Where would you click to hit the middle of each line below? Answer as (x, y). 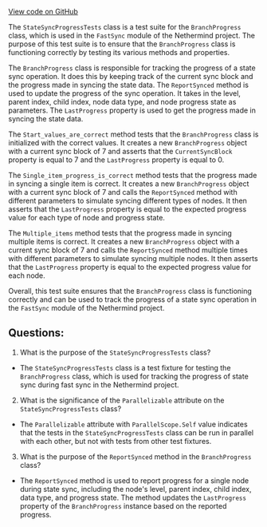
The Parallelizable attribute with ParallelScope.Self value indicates (134, 424)
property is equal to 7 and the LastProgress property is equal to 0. (116, 160)
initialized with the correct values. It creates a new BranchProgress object (128, 143)
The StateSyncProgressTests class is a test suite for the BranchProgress (125, 27)
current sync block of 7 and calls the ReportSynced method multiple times (128, 250)
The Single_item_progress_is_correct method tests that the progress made (133, 175)
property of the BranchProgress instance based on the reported (123, 505)
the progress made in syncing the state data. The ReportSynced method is (129, 85)
